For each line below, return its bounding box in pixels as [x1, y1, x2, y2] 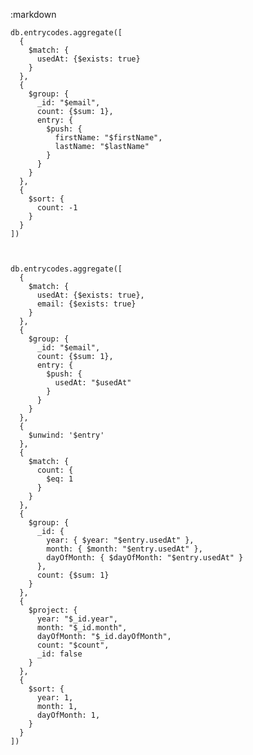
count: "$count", [36, 640, 110, 650]
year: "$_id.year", [36, 614, 118, 624]
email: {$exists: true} [36, 299, 137, 309]
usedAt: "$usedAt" [54, 378, 132, 388]
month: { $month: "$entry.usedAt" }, [46, 544, 203, 554]
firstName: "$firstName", [54, 133, 163, 143]
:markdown [10, 9, 57, 20]
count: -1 [36, 203, 78, 213]
